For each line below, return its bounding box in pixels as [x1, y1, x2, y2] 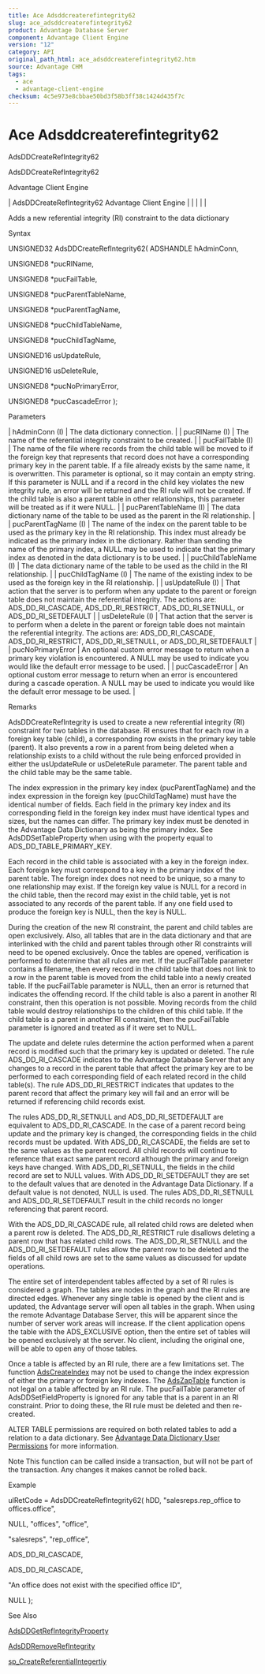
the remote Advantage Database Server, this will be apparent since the [8, 1310, 238, 1320]
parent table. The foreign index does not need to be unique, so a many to [8, 874, 246, 883]
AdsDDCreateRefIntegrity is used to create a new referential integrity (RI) [8, 718, 245, 727]
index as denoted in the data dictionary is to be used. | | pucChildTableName [8, 553, 257, 562]
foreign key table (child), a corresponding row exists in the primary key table [8, 734, 256, 744]
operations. [8, 1262, 46, 1271]
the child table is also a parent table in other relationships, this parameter [8, 494, 245, 504]
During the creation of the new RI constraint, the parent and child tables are [8, 923, 254, 932]
